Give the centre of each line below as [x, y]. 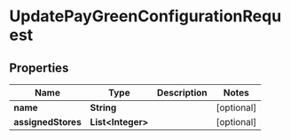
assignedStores [47, 122]
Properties [39, 68]
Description [182, 93]
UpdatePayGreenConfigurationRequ [145, 16]
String [103, 108]
